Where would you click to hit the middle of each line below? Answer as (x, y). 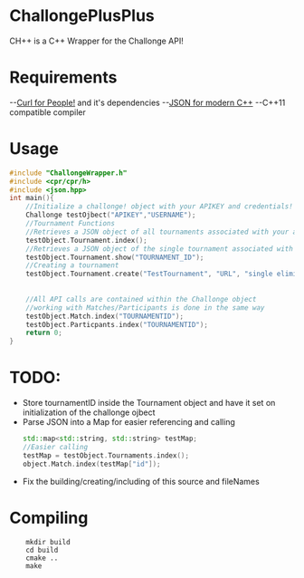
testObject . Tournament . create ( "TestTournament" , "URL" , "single (149, 274)
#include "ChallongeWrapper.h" (68, 173)
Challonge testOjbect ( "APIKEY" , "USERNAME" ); (111, 215)
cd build (42, 550)
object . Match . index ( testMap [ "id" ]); (91, 464)
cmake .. (42, 558)
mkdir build (48, 542)
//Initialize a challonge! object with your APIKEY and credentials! (160, 207)
